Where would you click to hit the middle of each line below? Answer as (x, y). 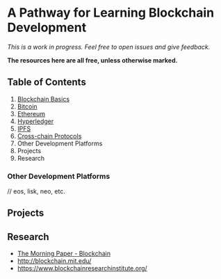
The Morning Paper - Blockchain (64, 254)
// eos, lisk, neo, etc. (36, 191)
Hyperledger (35, 121)
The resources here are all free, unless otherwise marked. (92, 60)
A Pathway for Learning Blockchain (111, 13)
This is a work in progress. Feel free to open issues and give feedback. (109, 47)
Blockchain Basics (43, 99)
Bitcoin (27, 106)
